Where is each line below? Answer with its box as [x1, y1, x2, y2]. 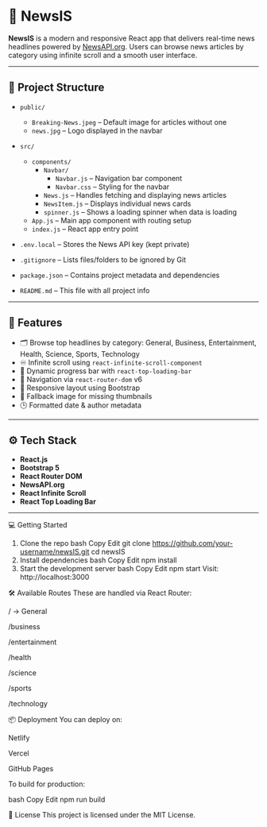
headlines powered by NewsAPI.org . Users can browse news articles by [8, 41, 244, 51]
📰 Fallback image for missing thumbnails [19, 391, 153, 400]
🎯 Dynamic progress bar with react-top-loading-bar [19, 365, 192, 376]
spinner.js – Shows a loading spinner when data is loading [43, 207, 237, 217]
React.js [19, 454, 48, 464]
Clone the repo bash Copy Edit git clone [19, 539, 151, 548]
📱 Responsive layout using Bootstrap [19, 383, 141, 392]
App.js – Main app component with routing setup [31, 215, 192, 225]
